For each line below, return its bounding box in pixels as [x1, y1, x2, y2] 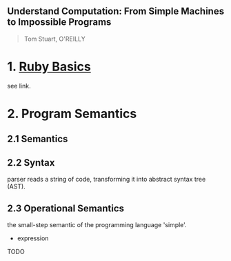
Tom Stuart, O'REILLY [23, 35, 86, 43]
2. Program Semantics [7, 106, 137, 122]
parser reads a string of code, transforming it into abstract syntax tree [7, 175, 206, 184]
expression [17, 234, 49, 242]
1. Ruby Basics [7, 59, 91, 75]
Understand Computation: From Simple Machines [7, 6, 225, 17]
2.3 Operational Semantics [7, 202, 125, 214]
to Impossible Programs [7, 17, 112, 28]
